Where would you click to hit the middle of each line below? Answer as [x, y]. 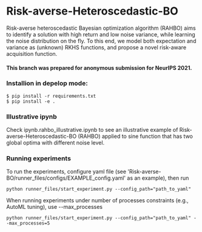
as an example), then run [158, 178]
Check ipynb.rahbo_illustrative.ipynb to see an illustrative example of [92, 130]
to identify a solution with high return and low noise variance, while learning [101, 34]
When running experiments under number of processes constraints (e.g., [98, 200]
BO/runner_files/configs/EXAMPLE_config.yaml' [66, 178]
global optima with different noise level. [56, 143]
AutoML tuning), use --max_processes [55, 207]
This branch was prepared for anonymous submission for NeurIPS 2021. [99, 67]
